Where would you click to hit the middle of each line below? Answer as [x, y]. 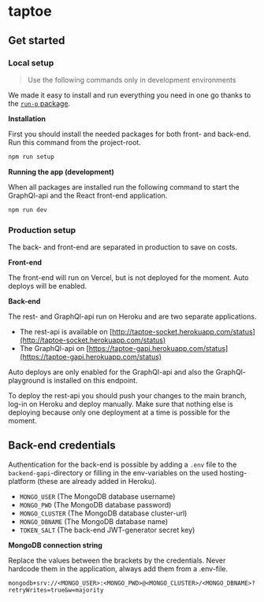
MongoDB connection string [55, 545]
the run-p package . [39, 103]
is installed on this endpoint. [92, 380]
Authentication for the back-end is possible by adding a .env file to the [123, 464]
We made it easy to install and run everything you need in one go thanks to [130, 95]
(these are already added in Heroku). [97, 481]
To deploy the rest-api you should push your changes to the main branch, [127, 395]
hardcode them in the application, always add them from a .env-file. [118, 568]
